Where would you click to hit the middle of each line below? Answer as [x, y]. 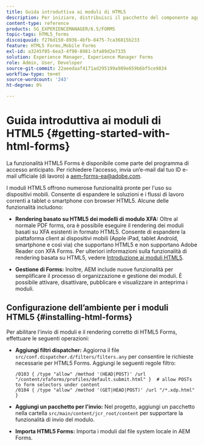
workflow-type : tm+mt [34, 74]
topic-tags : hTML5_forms [38, 35]
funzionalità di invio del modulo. [55, 419]
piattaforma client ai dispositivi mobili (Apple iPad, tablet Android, [97, 238]
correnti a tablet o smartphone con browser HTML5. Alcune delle [87, 200]
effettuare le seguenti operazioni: [48, 338]
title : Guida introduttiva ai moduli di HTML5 [66, 12]
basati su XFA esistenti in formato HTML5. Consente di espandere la [100, 232]
